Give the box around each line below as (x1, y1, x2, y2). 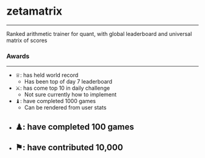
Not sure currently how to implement (24, 91, 117, 98)
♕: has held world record (15, 71, 79, 79)
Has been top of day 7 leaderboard (24, 78, 113, 85)
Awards (6, 52, 30, 60)
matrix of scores (6, 37, 48, 44)
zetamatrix (6, 4, 63, 18)
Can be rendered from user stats (24, 104, 107, 111)
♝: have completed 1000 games (15, 98, 96, 105)
